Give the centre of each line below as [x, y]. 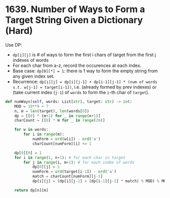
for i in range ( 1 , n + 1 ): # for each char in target [70, 157]
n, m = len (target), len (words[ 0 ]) [52, 111]
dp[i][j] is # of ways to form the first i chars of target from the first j [84, 55]
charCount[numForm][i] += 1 [62, 144]
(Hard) [19, 31]
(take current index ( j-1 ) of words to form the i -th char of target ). [81, 92]
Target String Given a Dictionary [74, 20]
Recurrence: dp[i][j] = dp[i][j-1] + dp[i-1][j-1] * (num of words [85, 82]
